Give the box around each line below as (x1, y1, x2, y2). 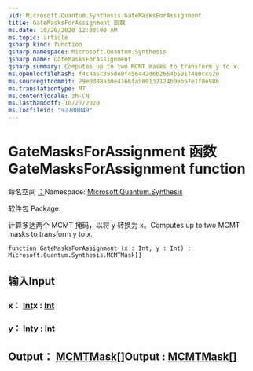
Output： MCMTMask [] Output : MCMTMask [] (8, 350, 237, 363)
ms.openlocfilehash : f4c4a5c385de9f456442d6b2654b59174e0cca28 (8, 70, 220, 78)
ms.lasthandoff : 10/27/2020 (8, 99, 101, 107)
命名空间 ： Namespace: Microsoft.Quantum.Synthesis (8, 186, 183, 197)
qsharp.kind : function (8, 41, 82, 49)
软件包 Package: (8, 204, 61, 213)
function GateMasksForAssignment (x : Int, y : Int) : (8, 244, 192, 252)
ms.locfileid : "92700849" (8, 107, 93, 115)
